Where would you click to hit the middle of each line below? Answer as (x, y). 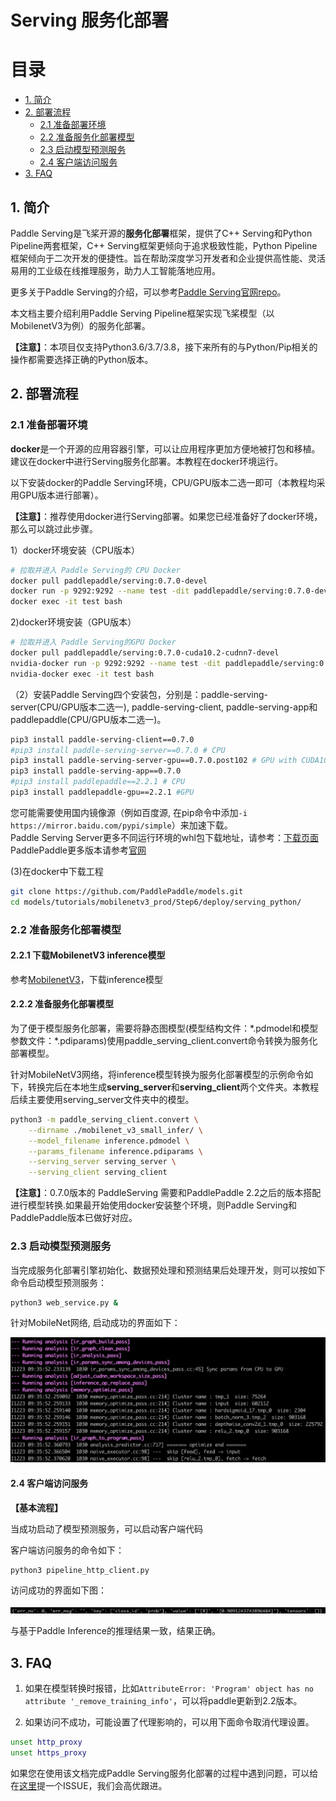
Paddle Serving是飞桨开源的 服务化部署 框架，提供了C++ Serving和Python (161, 233)
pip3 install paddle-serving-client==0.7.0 (102, 739)
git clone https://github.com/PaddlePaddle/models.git (127, 891)
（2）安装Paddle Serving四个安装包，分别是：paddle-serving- (139, 694)
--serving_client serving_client (98, 1172)
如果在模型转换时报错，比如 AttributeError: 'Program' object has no (169, 1688)
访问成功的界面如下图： (58, 1590)
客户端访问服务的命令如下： (67, 1550)
